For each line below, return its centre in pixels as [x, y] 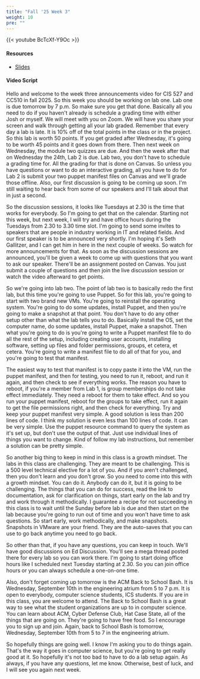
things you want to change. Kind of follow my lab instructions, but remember [100, 439]
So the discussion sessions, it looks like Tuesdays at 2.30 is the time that [95, 207]
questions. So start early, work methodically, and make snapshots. [87, 521]
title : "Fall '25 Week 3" [38, 12]
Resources [20, 53]
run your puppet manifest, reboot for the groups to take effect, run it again [97, 401]
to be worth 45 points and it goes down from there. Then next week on [93, 145]
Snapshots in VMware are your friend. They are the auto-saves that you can [99, 527]
